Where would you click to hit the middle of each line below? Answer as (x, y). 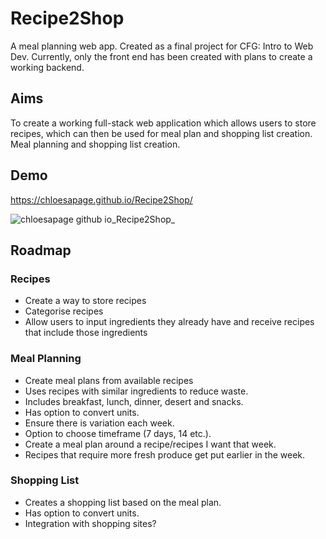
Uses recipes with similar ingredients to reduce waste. (136, 391)
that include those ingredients (86, 333)
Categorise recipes (64, 311)
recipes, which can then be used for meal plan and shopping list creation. (161, 133)
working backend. (47, 67)
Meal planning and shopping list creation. (95, 144)
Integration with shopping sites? (90, 523)
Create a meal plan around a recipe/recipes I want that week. (150, 444)
